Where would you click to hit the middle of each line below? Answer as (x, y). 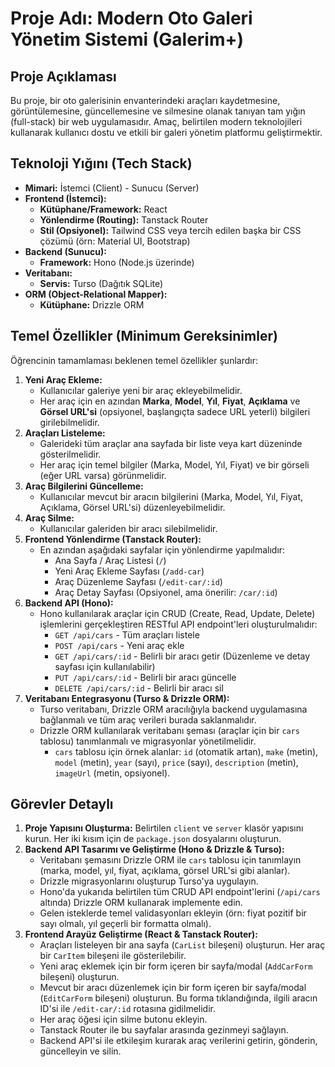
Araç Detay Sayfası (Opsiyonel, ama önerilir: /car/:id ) (166, 592)
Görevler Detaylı (62, 804)
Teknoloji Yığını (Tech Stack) (101, 163)
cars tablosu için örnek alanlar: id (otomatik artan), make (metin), (186, 751)
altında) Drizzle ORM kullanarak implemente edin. (141, 903)
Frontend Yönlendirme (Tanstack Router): (113, 539)
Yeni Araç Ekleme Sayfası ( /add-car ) (129, 571)
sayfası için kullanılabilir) (105, 666)
